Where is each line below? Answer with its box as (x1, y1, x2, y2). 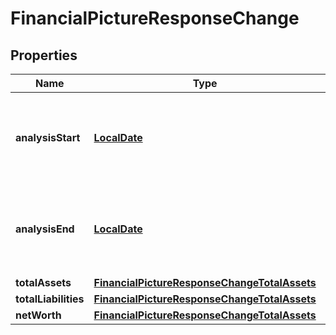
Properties (10, 47, 78, 64)
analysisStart (15, 131, 81, 144)
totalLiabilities (15, 292, 85, 306)
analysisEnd (15, 222, 75, 236)
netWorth (15, 308, 62, 322)
